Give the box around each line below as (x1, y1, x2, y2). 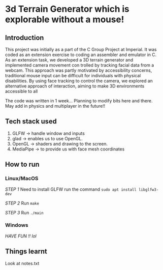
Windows (5, 222, 29, 229)
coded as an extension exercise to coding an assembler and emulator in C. (5, 52, 157, 58)
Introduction (5, 33, 44, 42)
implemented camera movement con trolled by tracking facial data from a (5, 62, 154, 68)
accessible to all (5, 89, 38, 94)
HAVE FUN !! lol (5, 233, 37, 239)
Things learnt (5, 247, 47, 256)
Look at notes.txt (5, 260, 39, 266)
